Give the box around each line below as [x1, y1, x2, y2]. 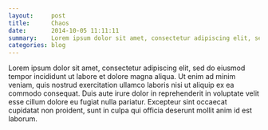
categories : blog [8, 41, 66, 49]
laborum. [8, 114, 38, 124]
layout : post [8, 11, 66, 20]
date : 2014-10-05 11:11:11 [8, 26, 120, 34]
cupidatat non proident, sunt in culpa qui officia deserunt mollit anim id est [8, 105, 253, 116]
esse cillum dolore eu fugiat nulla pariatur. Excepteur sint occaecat [8, 97, 227, 107]
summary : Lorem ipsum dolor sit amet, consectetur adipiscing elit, [8, 33, 251, 42]
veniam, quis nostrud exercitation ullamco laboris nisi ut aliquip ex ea [8, 81, 235, 90]
